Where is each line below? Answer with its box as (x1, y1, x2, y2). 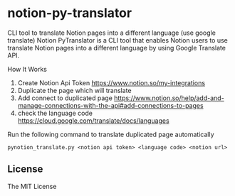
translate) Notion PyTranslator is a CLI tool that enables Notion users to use (7, 36, 228, 44)
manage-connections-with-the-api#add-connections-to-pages (17, 101, 204, 109)
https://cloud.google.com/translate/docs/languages (17, 116, 169, 125)
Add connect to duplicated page (17, 94, 113, 102)
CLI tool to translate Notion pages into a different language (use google (7, 28, 216, 37)
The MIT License (7, 182, 57, 190)
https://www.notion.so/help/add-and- (113, 94, 224, 102)
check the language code (17, 109, 93, 117)
